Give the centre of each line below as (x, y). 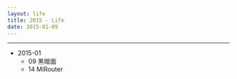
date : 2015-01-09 (33, 27)
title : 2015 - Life (36, 20)
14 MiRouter (45, 69)
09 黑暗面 (42, 62)
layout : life (26, 14)
